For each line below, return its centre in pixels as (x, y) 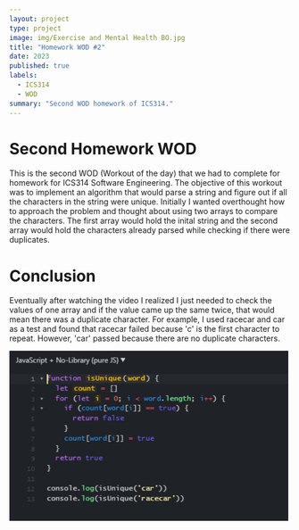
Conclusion (53, 276)
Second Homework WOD (103, 149)
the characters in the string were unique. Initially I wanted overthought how (147, 202)
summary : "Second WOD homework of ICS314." (91, 104)
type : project (36, 28)
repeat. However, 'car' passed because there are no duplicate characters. (145, 338)
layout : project (39, 19)
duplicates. (30, 240)
